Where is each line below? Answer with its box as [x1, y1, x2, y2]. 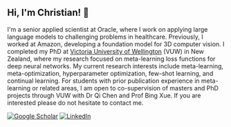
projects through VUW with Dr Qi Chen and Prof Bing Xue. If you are [7, 91, 201, 99]
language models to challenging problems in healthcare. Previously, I [7, 32, 203, 41]
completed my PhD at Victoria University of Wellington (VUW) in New [7, 47, 204, 55]
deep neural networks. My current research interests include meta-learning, [7, 61, 223, 70]
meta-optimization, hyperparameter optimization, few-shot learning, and [7, 69, 214, 77]
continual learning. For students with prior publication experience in [7, 77, 200, 85]
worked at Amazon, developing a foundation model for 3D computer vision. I [7, 39, 225, 48]
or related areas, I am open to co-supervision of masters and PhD [32, 84, 219, 92]
